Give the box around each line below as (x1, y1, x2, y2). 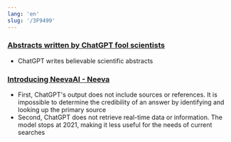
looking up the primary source (17, 106, 107, 114)
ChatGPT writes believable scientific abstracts (17, 56, 154, 65)
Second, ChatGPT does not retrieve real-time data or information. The (17, 113, 222, 121)
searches (17, 129, 45, 137)
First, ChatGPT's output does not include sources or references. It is (17, 90, 218, 99)
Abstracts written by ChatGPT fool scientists (7, 40, 166, 50)
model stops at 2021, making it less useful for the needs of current (17, 121, 213, 129)
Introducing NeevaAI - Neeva (7, 74, 110, 84)
